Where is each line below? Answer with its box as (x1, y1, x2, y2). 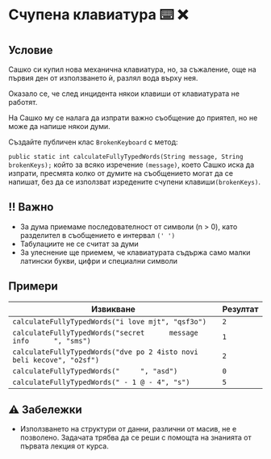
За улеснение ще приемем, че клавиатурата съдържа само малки (19, 247, 251, 257)
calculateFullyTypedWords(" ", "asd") (12, 366, 178, 375)
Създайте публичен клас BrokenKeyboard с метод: (8, 137, 179, 147)
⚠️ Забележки (8, 403, 82, 417)
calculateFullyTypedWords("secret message (12, 328, 199, 337)
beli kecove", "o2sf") (12, 355, 99, 365)
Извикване (91, 303, 135, 315)
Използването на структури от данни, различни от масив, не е (19, 424, 237, 434)
